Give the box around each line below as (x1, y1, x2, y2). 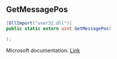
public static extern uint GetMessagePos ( (6, 26, 112, 32)
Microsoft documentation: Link (6, 47, 81, 54)
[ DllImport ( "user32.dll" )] (6, 20, 72, 26)
